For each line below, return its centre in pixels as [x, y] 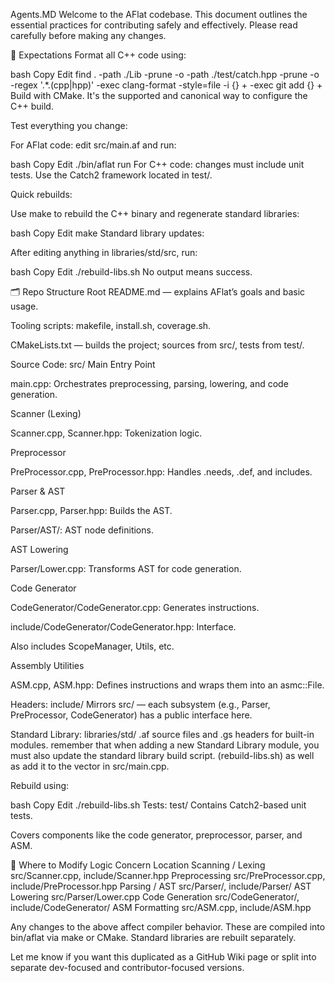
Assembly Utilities [47, 665]
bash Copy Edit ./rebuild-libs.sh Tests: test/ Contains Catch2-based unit [158, 805]
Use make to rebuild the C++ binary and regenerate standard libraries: [155, 213]
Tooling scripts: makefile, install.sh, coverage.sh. [111, 325]
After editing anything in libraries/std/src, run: [104, 252]
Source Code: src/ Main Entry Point [83, 364]
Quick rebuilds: [41, 194]
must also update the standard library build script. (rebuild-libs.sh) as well [162, 755]
